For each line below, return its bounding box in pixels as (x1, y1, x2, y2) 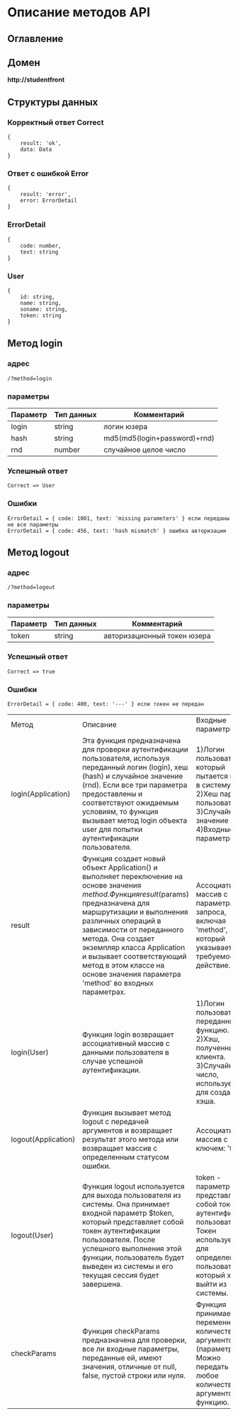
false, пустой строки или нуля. (81, 1371, 186, 1380)
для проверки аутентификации (81, 745, 189, 755)
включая (195, 916, 227, 926)
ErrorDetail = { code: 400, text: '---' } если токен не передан (7, 701, 204, 708)
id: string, (20, 293, 55, 301)
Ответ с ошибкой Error (7, 168, 89, 178)
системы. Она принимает (81, 1199, 170, 1209)
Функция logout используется (81, 1182, 185, 1191)
